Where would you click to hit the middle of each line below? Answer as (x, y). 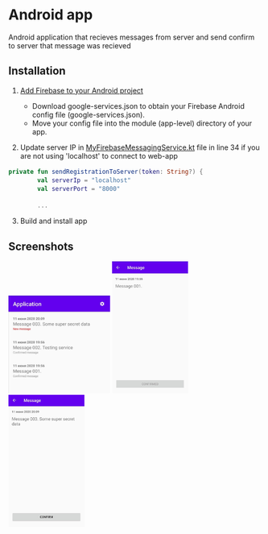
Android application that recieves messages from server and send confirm (132, 37)
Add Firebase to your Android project (81, 90)
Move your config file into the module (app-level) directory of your (142, 123)
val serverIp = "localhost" (84, 180)
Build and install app (54, 221)
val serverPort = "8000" (79, 188)
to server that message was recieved (70, 45)
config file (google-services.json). (88, 114)
